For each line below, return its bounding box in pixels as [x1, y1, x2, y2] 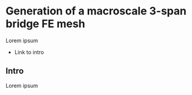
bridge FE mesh [5, 17, 85, 31]
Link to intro [14, 48, 45, 55]
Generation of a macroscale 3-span [5, 4, 187, 18]
